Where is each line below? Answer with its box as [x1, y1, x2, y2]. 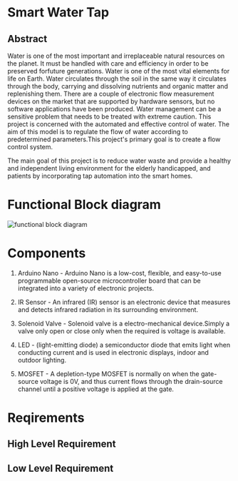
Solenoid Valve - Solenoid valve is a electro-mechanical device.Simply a [17, 319, 230, 328]
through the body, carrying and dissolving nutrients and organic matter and [7, 82, 228, 90]
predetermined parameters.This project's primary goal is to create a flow [7, 135, 221, 143]
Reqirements [7, 410, 85, 426]
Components [7, 245, 86, 261]
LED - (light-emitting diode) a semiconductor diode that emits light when [17, 340, 230, 349]
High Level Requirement [7, 438, 116, 450]
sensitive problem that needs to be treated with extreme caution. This [7, 112, 212, 121]
